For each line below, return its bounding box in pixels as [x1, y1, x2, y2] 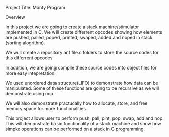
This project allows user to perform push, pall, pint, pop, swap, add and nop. [5, 115, 164, 121]
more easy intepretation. [5, 70, 57, 76]
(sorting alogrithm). [5, 40, 45, 46]
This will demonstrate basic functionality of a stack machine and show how [5, 121, 161, 126]
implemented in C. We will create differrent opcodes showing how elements [5, 29, 162, 35]
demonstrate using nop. [5, 91, 55, 96]
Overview [5, 14, 25, 20]
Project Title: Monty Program [5, 5, 66, 10]
